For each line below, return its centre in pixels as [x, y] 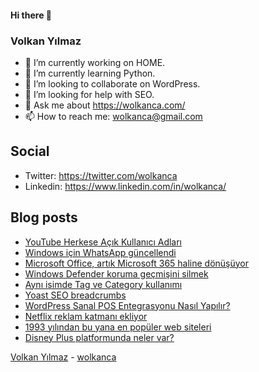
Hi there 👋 [31, 15]
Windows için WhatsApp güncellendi [100, 252]
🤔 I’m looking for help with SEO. [89, 94]
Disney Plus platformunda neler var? [99, 337]
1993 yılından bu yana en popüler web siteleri [118, 327]
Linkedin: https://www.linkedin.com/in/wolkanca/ [125, 186]
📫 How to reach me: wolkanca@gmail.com [113, 116]
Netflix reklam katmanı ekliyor [86, 316]
